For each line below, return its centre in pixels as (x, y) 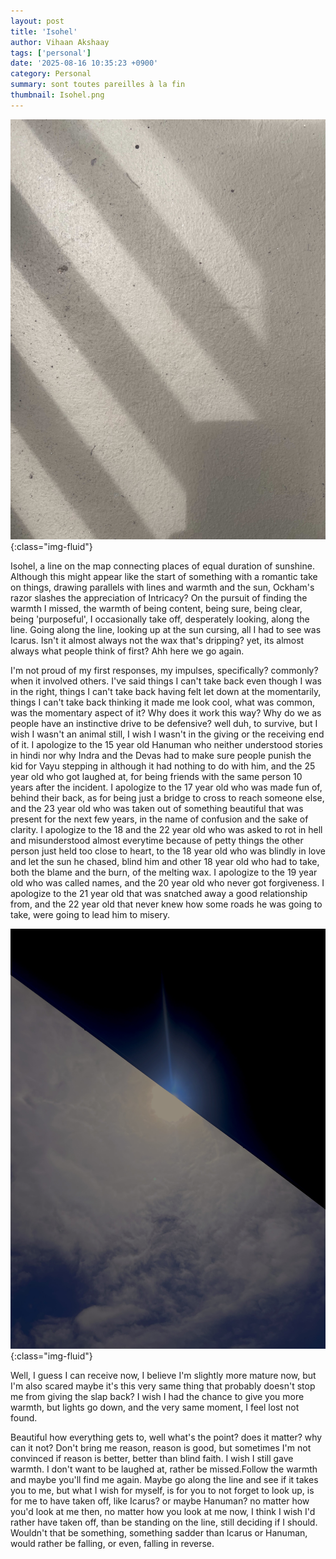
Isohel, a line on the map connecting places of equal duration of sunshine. (162, 566)
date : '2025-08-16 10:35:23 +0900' (84, 63)
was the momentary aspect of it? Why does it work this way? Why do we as (166, 712)
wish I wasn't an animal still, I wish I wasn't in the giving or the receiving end (167, 734)
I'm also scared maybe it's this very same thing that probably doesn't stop (163, 1386)
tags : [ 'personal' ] (51, 53)
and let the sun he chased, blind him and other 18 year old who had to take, (165, 861)
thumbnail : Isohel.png (57, 95)
